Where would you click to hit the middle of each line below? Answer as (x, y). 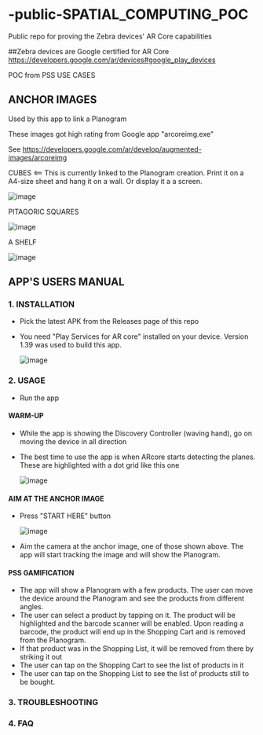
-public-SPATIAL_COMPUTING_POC (128, 15)
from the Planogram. (53, 640)
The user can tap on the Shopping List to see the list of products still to (134, 674)
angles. (31, 607)
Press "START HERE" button (65, 516)
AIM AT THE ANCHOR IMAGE (56, 498)
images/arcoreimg (38, 157)
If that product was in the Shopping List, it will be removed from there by (136, 649)
